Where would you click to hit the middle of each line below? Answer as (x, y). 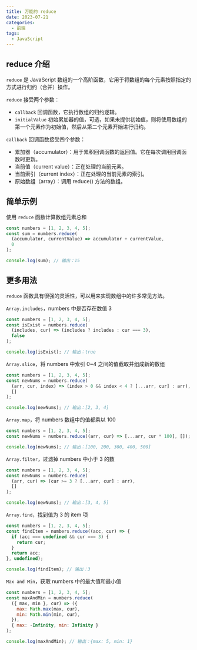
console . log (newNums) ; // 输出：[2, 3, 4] (58, 408)
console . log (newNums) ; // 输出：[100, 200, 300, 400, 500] (79, 447)
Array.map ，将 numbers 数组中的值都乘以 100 (61, 420)
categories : (21, 22)
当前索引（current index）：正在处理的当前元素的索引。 (81, 174)
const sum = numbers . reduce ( (42, 233)
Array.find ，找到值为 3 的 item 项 (47, 515)
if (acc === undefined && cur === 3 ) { (60, 537)
